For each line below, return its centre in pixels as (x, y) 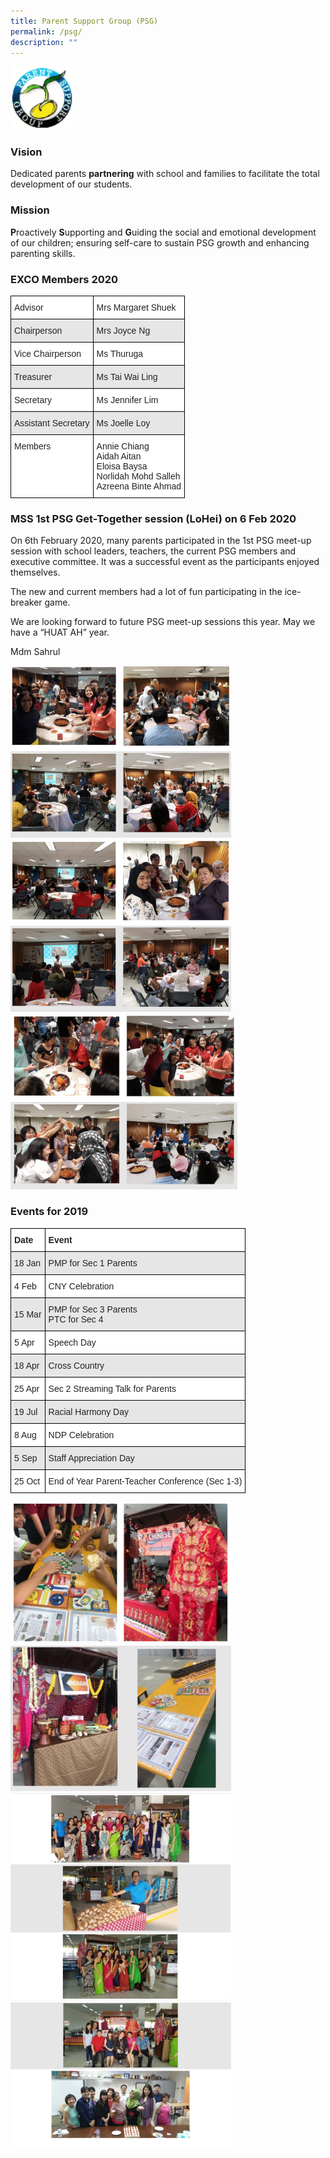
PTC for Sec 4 (76, 1319)
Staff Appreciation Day (91, 1458)
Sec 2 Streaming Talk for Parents (112, 1388)
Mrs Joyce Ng (123, 331)
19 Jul (26, 1411)
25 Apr (27, 1388)
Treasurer (33, 377)
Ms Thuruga (120, 354)
